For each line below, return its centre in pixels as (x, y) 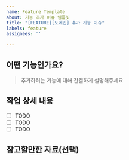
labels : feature (26, 28)
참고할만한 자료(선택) (43, 150)
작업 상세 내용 (30, 101)
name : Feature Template (36, 12)
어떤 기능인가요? (35, 65)
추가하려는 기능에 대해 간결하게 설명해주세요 (72, 80)
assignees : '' (24, 34)
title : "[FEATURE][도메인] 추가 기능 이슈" (56, 23)
